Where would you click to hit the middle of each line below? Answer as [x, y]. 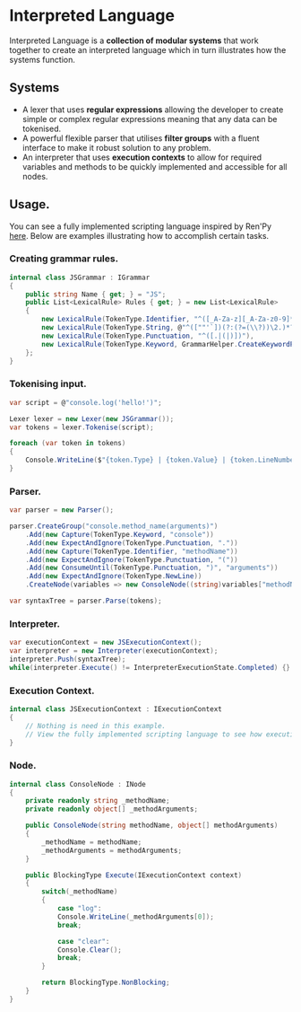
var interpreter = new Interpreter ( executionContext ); [114, 651]
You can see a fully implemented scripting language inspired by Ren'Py [140, 226]
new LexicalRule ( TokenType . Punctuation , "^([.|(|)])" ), [148, 336]
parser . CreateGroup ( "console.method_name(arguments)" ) [114, 526]
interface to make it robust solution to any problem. [116, 147]
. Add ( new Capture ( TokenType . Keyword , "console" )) [120, 534]
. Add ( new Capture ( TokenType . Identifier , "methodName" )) [132, 551]
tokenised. [41, 128]
